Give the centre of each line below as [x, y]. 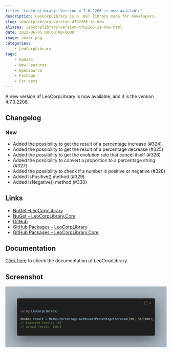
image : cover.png [24, 38]
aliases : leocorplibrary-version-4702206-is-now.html [64, 27]
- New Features [31, 65]
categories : [18, 44]
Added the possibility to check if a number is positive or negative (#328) [89, 171]
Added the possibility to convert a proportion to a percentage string [84, 160]
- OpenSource [28, 70]
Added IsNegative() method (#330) [50, 182]
